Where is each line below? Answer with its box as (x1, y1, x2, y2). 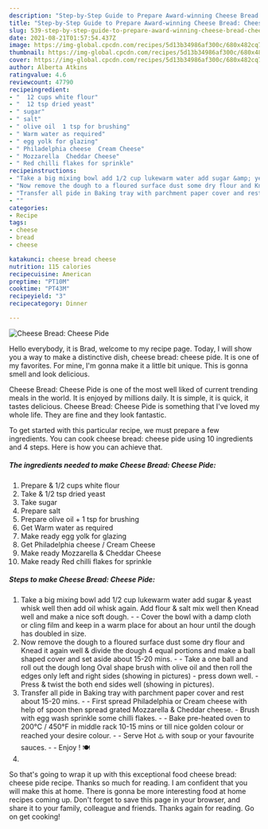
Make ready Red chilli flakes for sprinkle (20, 556, 152, 566)
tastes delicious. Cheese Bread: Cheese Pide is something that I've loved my (9, 401, 260, 411)
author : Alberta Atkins (9, 64, 88, 72)
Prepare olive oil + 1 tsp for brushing (20, 514, 140, 523)
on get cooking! (9, 811, 60, 821)
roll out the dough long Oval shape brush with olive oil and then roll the (20, 662, 253, 672)
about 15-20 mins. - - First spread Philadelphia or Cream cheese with (20, 696, 247, 706)
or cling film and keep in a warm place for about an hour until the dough (20, 620, 256, 629)
